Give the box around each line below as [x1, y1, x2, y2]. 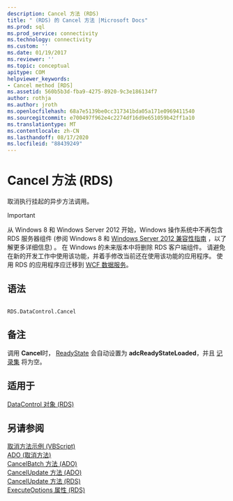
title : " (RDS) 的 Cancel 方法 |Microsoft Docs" [7, 17, 149, 24]
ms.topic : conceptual [7, 62, 70, 69]
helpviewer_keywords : [7, 75, 70, 83]
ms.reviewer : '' [7, 56, 54, 63]
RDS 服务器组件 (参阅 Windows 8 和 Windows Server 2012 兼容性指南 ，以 [7, 234, 221, 243]
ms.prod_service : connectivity [7, 29, 98, 37]
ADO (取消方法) [7, 451, 52, 459]
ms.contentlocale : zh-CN [7, 127, 80, 134]
